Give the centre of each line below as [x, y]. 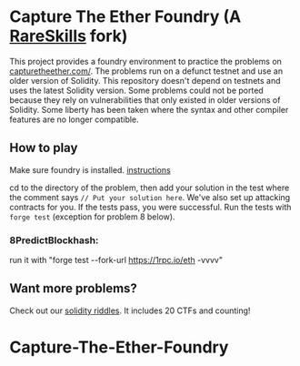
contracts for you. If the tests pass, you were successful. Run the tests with [150, 207]
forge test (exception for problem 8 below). [92, 217]
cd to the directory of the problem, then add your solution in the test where [150, 188]
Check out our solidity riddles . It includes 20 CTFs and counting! [130, 310]
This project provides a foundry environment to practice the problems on [145, 61]
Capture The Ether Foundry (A [125, 17]
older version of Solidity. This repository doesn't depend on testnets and [145, 80]
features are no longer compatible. [74, 119]
